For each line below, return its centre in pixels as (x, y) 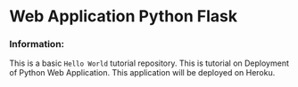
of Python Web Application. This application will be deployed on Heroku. (142, 73)
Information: (37, 44)
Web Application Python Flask (124, 16)
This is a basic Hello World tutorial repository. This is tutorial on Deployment (149, 63)
